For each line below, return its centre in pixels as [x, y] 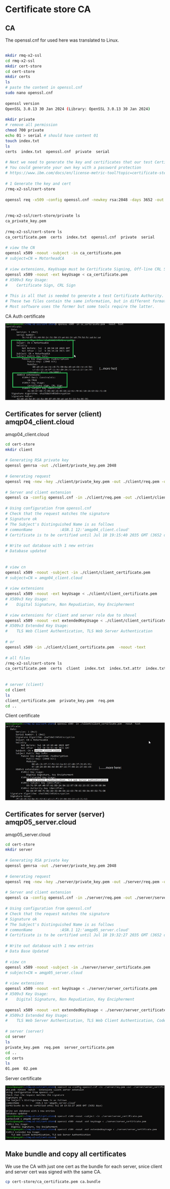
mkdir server [19, 850]
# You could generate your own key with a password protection [73, 168]
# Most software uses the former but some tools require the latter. [80, 306]
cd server [16, 1037]
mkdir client [19, 449]
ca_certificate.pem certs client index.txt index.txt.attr [73, 669]
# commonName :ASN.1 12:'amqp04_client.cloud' [68, 530]
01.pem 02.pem [21, 1069]
